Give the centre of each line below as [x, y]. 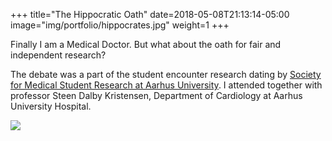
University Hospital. [51, 106]
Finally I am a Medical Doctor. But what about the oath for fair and [146, 44]
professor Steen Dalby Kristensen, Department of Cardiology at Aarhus [156, 95]
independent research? [58, 55]
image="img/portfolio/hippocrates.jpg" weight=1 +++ [120, 25]
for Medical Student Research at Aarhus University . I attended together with [166, 85]
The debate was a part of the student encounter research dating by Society [166, 74]
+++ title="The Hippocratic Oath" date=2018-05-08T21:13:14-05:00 [150, 14]
